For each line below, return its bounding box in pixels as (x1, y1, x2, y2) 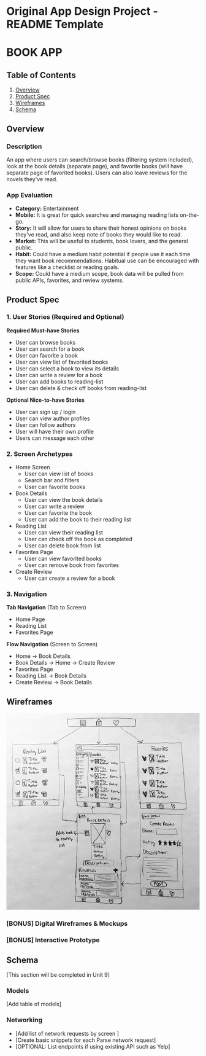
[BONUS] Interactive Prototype (6, 936, 100, 944)
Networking (6, 1015, 43, 1024)
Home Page (15, 616, 45, 623)
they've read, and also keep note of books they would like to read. (15, 231, 183, 238)
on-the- (180, 211, 200, 219)
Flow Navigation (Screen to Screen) (6, 641, 98, 648)
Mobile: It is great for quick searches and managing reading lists (15, 211, 179, 219)
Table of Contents (6, 69, 77, 80)
